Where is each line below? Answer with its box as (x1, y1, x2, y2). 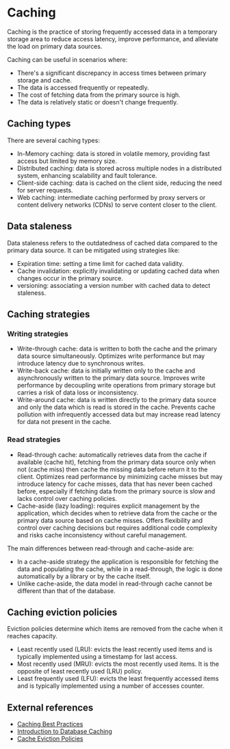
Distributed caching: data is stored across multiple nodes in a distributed (16, 164, 222, 172)
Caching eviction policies (7, 606, 118, 618)
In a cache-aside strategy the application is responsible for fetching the (16, 557, 219, 566)
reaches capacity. (7, 632, 58, 640)
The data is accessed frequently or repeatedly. (16, 83, 149, 91)
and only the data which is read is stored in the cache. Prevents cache (16, 403, 216, 412)
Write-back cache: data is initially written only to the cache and (16, 366, 196, 375)
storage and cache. (16, 76, 72, 84)
